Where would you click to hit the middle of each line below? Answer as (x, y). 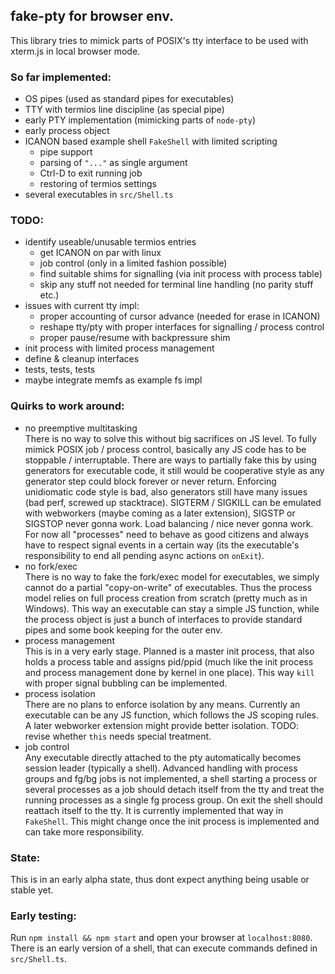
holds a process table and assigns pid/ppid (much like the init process (169, 661)
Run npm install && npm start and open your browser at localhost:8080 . (161, 938)
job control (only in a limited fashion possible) (133, 263)
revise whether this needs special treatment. (118, 736)
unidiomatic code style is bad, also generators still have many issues (166, 491)
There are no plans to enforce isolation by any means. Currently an (162, 704)
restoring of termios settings (98, 184)
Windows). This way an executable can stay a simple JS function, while (172, 608)
